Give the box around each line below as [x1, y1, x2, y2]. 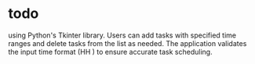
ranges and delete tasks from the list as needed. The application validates [8, 38, 247, 48]
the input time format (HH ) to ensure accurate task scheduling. [8, 47, 213, 56]
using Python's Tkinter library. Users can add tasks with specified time [8, 30, 237, 40]
